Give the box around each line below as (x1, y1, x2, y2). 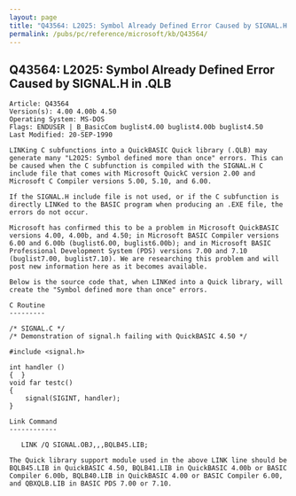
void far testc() (9, 378, 74, 388)
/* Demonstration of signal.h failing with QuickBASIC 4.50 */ (9, 332, 248, 341)
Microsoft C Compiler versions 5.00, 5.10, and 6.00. (9, 177, 213, 186)
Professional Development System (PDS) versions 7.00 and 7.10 (9, 247, 248, 256)
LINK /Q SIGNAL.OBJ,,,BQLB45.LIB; (20, 440, 149, 450)
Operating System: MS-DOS (9, 115, 105, 124)
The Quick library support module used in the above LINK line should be (9, 456, 288, 465)
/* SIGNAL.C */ (9, 324, 66, 333)
